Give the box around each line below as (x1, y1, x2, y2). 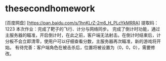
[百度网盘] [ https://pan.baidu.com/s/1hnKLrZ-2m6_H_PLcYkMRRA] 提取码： (5, 20, 159, 26)
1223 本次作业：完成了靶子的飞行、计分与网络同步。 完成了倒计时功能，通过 (5, 26, 161, 32)
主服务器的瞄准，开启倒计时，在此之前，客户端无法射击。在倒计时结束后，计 (5, 32, 161, 38)
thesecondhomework (5, 3, 95, 14)
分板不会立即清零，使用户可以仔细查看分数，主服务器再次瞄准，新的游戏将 (5, 38, 157, 44)
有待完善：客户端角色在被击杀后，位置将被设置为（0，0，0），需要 (14, 44, 151, 50)
